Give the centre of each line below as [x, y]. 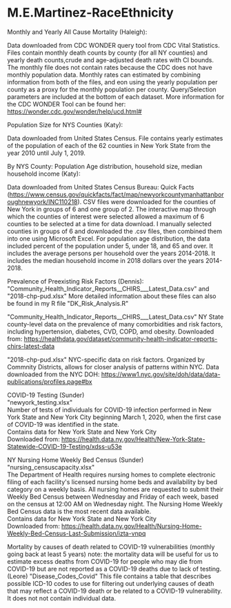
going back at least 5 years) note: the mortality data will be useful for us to [113, 554]
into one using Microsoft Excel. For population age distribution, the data [109, 238]
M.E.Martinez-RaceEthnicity [90, 13]
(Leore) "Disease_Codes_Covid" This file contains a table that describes [109, 576]
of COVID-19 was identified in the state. [63, 424]
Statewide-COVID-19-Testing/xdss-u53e [64, 446]
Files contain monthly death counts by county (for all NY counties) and [108, 53]
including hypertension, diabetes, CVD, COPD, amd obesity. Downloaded [111, 331]
